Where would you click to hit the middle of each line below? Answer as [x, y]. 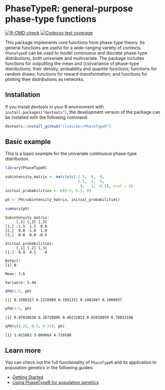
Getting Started [28, 377]
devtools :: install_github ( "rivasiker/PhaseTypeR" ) [58, 126]
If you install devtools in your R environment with [54, 106]
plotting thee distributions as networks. [45, 79]
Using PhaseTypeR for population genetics [55, 382]
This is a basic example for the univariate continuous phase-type [71, 153]
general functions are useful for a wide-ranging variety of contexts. [73, 48]
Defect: [13, 261]
